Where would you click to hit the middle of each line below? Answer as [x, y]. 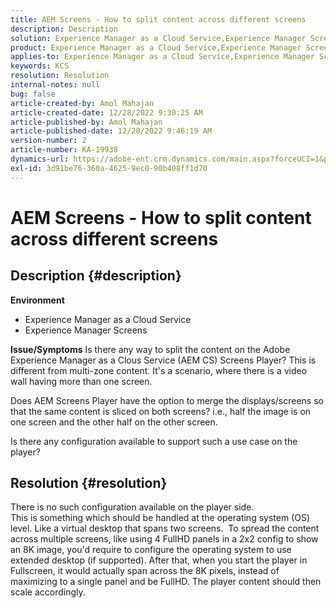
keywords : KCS [40, 66]
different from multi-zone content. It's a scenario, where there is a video [159, 370]
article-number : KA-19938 [64, 150]
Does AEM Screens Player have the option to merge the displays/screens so [167, 400]
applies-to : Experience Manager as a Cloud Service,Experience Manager [162, 57]
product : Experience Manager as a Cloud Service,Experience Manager [156, 47]
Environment [37, 300]
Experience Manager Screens [86, 330]
